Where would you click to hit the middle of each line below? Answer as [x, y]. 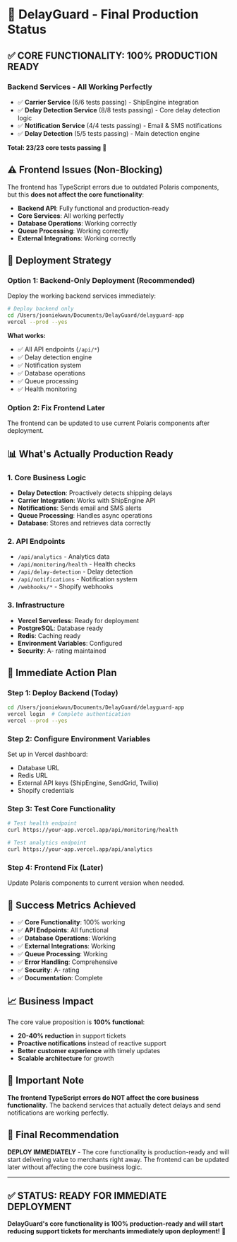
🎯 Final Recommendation [63, 1135]
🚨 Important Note [46, 1080]
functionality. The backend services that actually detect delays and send [114, 1105]
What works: [26, 336]
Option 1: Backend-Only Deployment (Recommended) [101, 280]
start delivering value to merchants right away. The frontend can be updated [118, 1159]
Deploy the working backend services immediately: [82, 296]
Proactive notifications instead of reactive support [92, 1043]
